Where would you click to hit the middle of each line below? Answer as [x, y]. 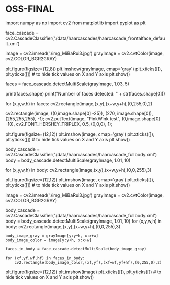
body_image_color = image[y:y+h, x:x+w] [49, 240]
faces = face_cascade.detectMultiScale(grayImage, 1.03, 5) [67, 84]
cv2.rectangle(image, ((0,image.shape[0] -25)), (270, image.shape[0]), [79, 113]
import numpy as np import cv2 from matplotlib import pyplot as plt [75, 23]
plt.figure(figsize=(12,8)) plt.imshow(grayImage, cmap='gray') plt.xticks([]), [84, 69]
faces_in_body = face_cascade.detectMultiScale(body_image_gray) [76, 249]
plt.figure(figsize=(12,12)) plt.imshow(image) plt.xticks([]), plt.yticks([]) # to [83, 272]
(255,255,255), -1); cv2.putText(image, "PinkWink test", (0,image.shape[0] [83, 119]
